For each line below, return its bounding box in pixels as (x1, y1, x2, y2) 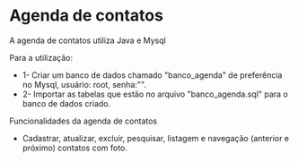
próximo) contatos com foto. (22, 142, 128, 153)
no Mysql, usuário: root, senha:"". (22, 79, 146, 90)
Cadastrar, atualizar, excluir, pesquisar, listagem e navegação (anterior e (22, 132, 290, 143)
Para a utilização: (9, 52, 74, 63)
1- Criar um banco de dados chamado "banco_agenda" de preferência (22, 69, 283, 81)
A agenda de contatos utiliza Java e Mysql (9, 35, 166, 46)
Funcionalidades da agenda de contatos (9, 115, 158, 126)
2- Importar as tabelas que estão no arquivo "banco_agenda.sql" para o (22, 89, 289, 99)
